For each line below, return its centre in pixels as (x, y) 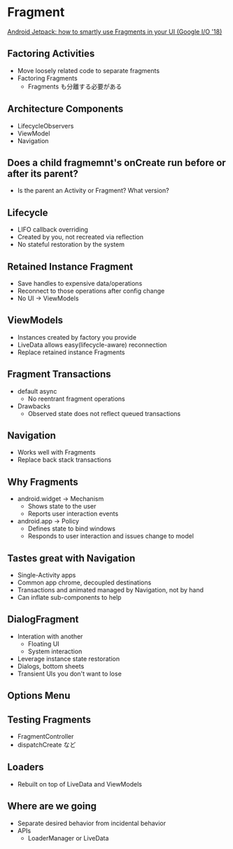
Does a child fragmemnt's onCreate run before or (116, 162)
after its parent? (43, 174)
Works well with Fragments (56, 453)
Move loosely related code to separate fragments (88, 70)
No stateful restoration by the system (71, 245)
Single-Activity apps (47, 575)
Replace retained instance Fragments (71, 352)
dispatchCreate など (47, 745)
